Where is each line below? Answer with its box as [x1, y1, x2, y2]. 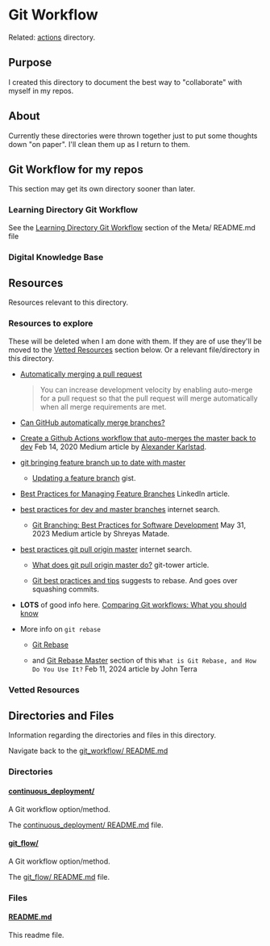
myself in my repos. [8, 86, 74, 95]
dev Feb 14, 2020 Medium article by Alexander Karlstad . [19, 442, 207, 452]
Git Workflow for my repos [8, 162, 143, 176]
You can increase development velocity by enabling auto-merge [39, 385, 253, 394]
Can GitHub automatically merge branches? [19, 418, 165, 427]
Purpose [8, 56, 52, 69]
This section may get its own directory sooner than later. [8, 184, 196, 194]
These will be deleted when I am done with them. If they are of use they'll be [8, 336, 262, 346]
